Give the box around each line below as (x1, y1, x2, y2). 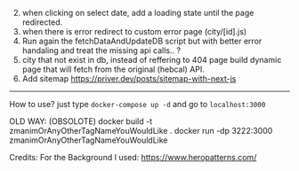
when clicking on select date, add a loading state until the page (21, 8, 255, 18)
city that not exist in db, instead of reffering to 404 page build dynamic (21, 55, 282, 65)
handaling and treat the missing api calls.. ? (21, 45, 181, 56)
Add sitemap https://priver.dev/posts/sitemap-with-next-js (21, 74, 237, 83)
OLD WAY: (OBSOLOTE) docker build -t (9, 116, 153, 127)
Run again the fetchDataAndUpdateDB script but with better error (21, 35, 263, 46)
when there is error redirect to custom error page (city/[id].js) (21, 27, 247, 36)
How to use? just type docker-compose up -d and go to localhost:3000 (9, 99, 266, 109)
